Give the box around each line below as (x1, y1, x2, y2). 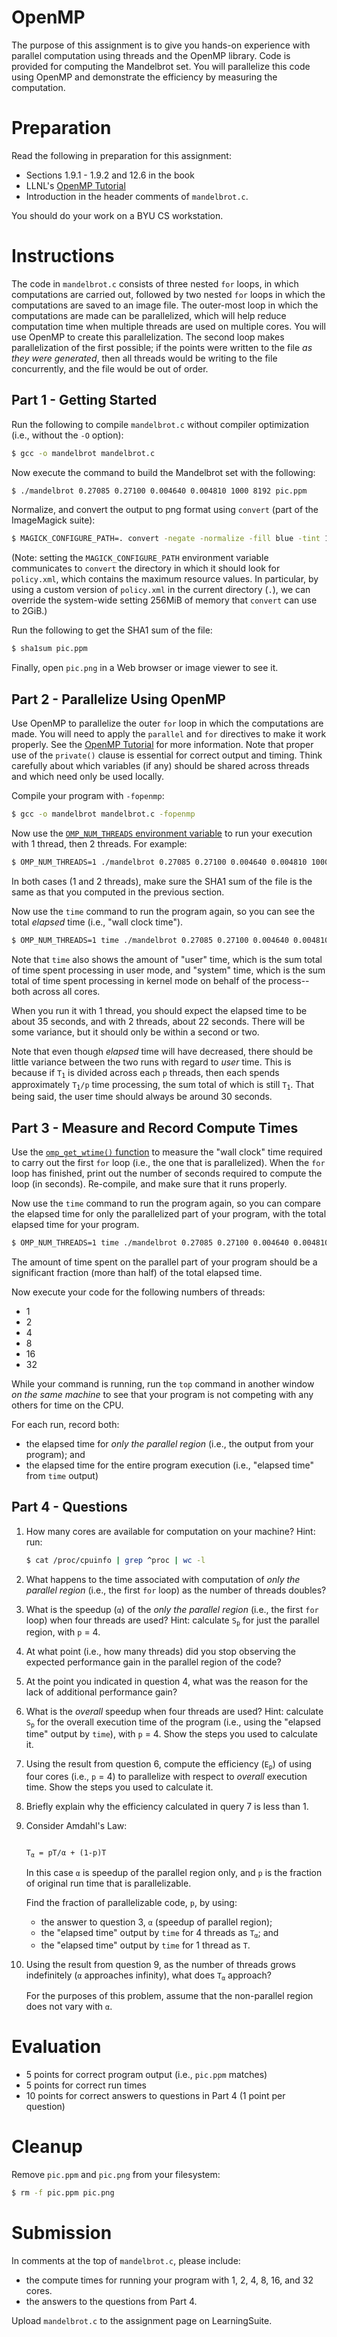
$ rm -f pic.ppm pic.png (11, 2187, 115, 2198)
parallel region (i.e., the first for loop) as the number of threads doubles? (25, 1584, 327, 1596)
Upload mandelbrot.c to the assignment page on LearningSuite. (11, 2314, 273, 2326)
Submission (11, 2221, 113, 2244)
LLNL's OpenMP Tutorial (25, 179, 126, 191)
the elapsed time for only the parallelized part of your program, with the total (11, 1208, 327, 1220)
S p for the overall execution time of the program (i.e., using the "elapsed (25, 1716, 321, 1730)
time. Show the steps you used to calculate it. (25, 1781, 214, 1793)
